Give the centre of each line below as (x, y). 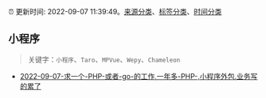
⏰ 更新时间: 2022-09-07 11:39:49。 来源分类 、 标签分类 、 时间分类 (115, 11)
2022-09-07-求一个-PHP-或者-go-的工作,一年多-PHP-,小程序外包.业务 (135, 76)
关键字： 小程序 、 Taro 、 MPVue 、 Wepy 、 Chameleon (104, 59)
